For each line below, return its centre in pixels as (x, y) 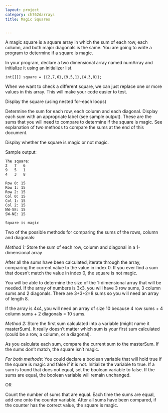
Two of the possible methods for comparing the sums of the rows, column (82, 232)
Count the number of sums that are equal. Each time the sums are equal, (80, 394)
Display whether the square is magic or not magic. (57, 142)
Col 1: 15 (16, 201)
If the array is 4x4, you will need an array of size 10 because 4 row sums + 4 (84, 308)
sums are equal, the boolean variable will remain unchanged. (68, 375)
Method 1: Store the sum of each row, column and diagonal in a (70, 247)
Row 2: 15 (16, 192)
